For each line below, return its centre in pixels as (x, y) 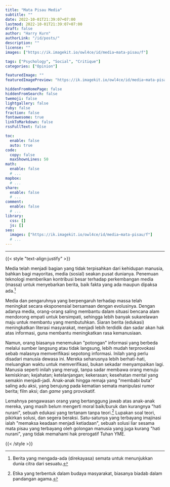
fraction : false (22, 113)
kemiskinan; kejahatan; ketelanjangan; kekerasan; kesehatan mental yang (82, 375)
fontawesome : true (25, 117)
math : (11, 164)
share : (12, 188)
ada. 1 (11, 290)
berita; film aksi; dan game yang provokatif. (51, 391)
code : (11, 150)
